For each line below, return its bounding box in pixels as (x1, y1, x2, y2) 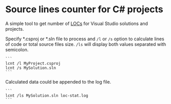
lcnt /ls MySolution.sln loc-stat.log (5, 93, 88, 98)
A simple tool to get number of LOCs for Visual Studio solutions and (5, 20, 148, 27)
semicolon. (5, 46, 29, 53)
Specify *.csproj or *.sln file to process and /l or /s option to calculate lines (5, 36, 164, 42)
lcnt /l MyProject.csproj (5, 61, 61, 66)
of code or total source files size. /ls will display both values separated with (5, 41, 166, 47)
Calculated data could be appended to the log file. (5, 79, 111, 85)
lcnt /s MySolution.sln (5, 65, 56, 70)
